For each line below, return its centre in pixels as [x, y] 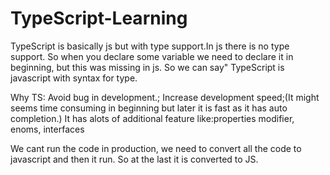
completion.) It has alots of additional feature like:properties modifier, [152, 118]
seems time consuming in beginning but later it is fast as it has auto [149, 108]
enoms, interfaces [47, 129]
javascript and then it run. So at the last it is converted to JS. [134, 159]
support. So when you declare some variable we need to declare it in [152, 56]
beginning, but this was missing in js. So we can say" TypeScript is [147, 67]
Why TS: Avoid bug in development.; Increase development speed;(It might [165, 97]
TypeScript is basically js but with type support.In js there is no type [150, 46]
